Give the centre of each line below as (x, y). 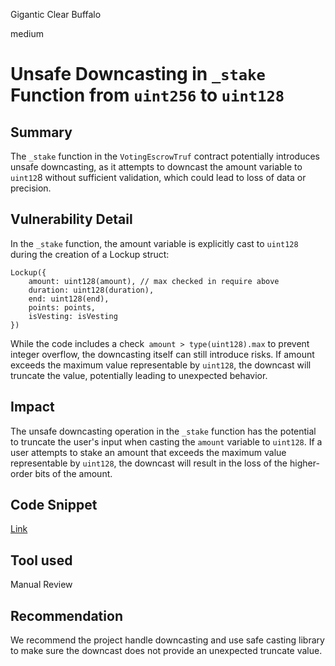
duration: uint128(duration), (91, 290)
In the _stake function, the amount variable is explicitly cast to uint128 (154, 243)
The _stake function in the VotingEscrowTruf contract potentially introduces (165, 156)
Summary (41, 132)
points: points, (62, 307)
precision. (31, 188)
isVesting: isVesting (73, 316)
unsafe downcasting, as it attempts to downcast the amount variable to (156, 167)
